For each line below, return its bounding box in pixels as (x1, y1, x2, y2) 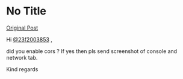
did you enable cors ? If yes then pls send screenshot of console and (6, 47, 178, 55)
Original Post (6, 24, 39, 31)
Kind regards (6, 65, 39, 73)
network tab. (6, 54, 38, 61)
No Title (6, 4, 47, 18)
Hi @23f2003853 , (6, 36, 53, 43)
